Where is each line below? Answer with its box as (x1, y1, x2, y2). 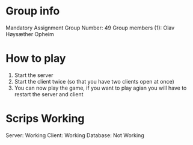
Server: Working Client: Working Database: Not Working (5, 131, 145, 139)
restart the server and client (14, 90, 84, 97)
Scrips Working (5, 112, 85, 126)
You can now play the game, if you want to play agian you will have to (14, 84, 187, 91)
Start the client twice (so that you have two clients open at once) (14, 78, 175, 85)
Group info (5, 4, 60, 18)
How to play (5, 52, 66, 66)
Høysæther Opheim (5, 30, 55, 37)
